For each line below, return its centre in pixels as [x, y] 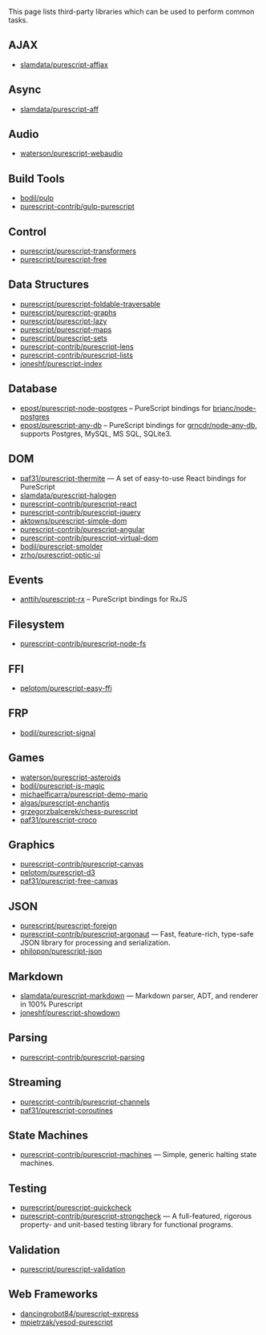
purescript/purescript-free [63, 260]
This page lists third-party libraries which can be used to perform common [131, 12]
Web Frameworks [53, 1295]
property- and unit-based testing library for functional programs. [127, 1224]
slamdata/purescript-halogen [68, 495]
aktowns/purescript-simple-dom [73, 521]
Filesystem [36, 624]
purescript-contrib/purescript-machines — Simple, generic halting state [138, 1155]
